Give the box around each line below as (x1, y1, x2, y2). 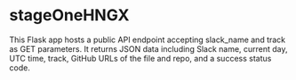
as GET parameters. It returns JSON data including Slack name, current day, (9, 43, 288, 54)
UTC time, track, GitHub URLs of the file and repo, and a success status (9, 53, 272, 63)
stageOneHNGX (9, 5, 130, 25)
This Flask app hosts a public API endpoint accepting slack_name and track (9, 34, 286, 45)
